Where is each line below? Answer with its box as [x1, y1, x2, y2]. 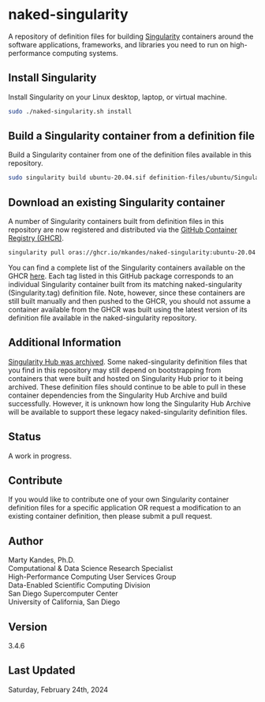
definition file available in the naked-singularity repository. [8, 313, 197, 323]
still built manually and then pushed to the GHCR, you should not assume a [8, 297, 251, 305]
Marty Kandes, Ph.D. [8, 555, 76, 565]
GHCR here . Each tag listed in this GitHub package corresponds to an [8, 271, 234, 281]
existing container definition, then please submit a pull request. [8, 511, 213, 521]
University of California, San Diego [8, 597, 121, 607]
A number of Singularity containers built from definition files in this [8, 217, 225, 226]
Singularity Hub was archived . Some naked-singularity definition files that [8, 357, 248, 366]
